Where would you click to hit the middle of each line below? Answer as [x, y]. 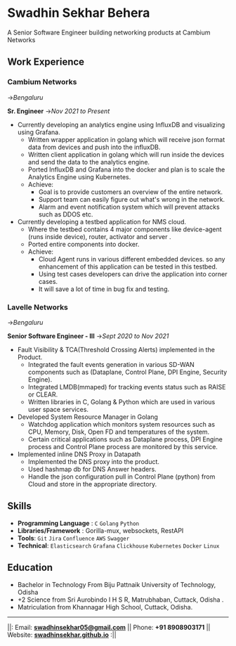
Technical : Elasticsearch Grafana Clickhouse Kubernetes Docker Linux [118, 545]
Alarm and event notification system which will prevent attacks [129, 207]
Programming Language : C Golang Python [78, 523]
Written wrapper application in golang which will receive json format [126, 139]
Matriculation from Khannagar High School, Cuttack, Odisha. [105, 607]
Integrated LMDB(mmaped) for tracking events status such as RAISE [127, 387]
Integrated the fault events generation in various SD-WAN [111, 364]
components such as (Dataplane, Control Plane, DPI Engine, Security [127, 372]
